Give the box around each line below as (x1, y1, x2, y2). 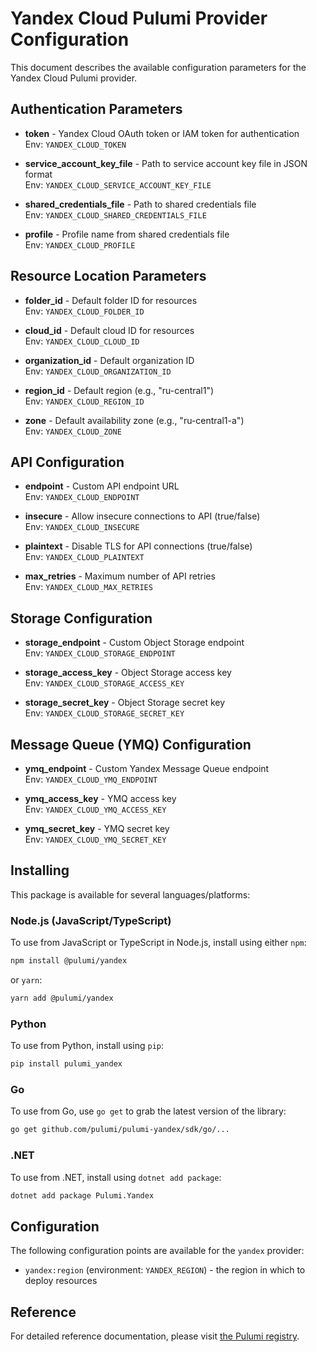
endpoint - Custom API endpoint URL (24, 480, 180, 492)
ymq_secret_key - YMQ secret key (24, 823, 170, 834)
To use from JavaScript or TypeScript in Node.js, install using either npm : (10, 937, 307, 949)
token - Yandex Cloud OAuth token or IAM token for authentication (24, 127, 300, 139)
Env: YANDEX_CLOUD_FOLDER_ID (24, 305, 145, 317)
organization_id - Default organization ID (24, 354, 195, 366)
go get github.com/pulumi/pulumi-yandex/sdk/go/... (10, 1125, 230, 1135)
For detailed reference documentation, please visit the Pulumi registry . (10, 1330, 300, 1342)
